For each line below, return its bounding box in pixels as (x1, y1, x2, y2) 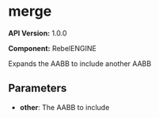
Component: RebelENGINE (8, 43, 97, 53)
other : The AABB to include (19, 102, 110, 112)
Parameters (8, 82, 67, 95)
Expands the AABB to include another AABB (8, 58, 152, 68)
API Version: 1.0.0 (8, 28, 67, 38)
